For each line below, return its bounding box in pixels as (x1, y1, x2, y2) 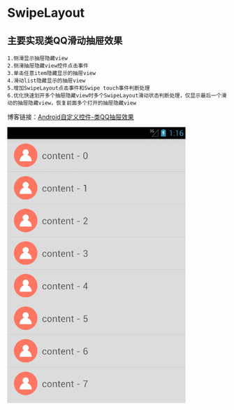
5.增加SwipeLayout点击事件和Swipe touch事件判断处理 (7, 85, 150, 92)
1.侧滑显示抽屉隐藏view (7, 55, 68, 62)
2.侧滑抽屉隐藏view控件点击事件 (7, 62, 89, 69)
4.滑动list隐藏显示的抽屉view (7, 77, 86, 84)
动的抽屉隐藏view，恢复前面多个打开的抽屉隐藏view (7, 100, 137, 107)
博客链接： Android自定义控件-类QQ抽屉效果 (7, 113, 134, 121)
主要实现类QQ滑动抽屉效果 (7, 34, 123, 46)
